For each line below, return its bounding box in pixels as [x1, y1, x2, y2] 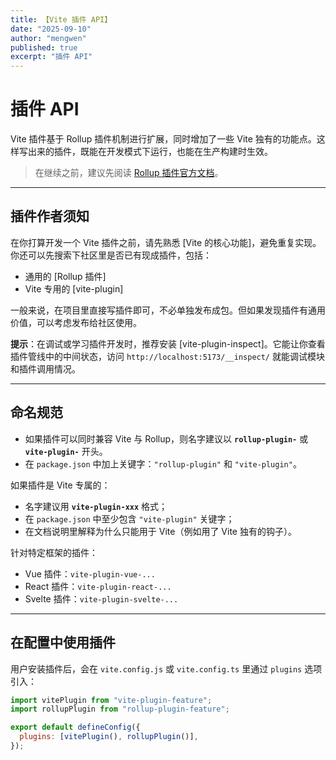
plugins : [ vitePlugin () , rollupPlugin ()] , [19, 732, 199, 742]
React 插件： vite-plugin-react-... [24, 580, 172, 592]
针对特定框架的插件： [10, 546, 98, 558]
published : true [10, 42, 78, 53]
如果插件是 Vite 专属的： [10, 479, 111, 491]
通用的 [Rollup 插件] [24, 270, 107, 282]
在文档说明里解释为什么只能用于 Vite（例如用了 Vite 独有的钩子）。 [24, 525, 297, 537]
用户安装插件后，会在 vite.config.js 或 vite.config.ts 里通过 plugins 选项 [10, 662, 323, 675]
